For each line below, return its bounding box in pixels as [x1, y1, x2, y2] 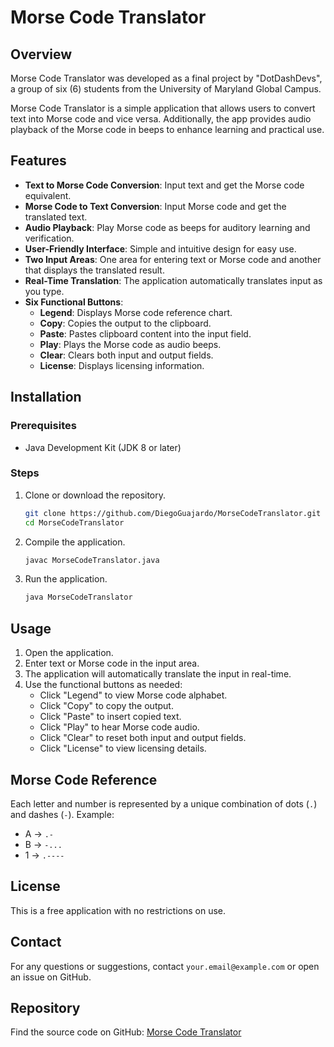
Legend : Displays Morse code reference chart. [39, 306, 233, 318]
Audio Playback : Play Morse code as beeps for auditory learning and [24, 221, 311, 233]
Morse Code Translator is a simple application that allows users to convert [10, 102, 316, 114]
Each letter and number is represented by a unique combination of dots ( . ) [10, 797, 318, 810]
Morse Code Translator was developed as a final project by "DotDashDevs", [10, 72, 323, 84]
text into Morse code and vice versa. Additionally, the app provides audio [10, 113, 312, 125]
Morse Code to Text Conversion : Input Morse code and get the [24, 200, 287, 212]
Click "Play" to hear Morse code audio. [39, 721, 200, 733]
